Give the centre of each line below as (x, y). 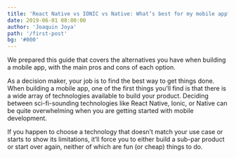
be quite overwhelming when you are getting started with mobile (101, 111)
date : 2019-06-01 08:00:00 (47, 20)
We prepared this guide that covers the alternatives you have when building (117, 60)
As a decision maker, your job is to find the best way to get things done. (111, 81)
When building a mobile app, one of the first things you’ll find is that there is (117, 88)
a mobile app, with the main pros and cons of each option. (91, 67)
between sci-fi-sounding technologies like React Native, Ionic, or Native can (117, 103)
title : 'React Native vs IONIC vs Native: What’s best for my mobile (111, 14)
